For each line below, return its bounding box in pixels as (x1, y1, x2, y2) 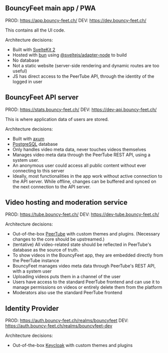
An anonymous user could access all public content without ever (12, 162, 146, 168)
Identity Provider (5, 304, 59, 313)
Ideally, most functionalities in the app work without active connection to (12, 173, 162, 179)
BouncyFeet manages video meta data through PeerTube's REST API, (12, 263, 156, 269)
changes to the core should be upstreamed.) (12, 236, 105, 243)
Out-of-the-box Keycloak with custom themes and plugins (12, 342, 133, 348)
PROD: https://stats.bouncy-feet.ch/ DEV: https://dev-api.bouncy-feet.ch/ (5, 106, 157, 112)
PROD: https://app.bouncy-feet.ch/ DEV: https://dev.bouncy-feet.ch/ (5, 17, 146, 23)
